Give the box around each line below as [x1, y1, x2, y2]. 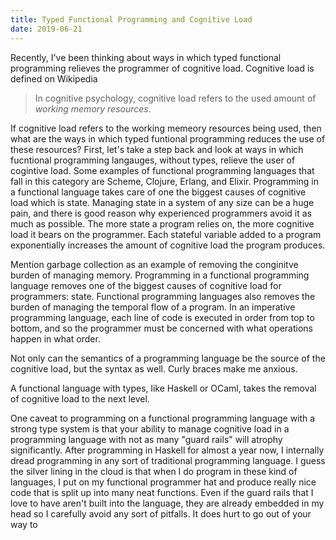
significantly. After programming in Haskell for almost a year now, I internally [10, 444, 325, 456]
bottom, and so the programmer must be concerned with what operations [10, 322, 313, 334]
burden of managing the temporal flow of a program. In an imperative [10, 301, 296, 313]
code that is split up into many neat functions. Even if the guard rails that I [10, 486, 314, 498]
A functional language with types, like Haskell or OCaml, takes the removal [10, 382, 317, 394]
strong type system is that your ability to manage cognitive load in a [10, 422, 290, 435]
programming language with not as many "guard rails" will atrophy [10, 433, 283, 445]
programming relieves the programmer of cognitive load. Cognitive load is [10, 62, 315, 74]
